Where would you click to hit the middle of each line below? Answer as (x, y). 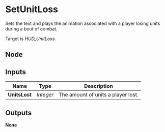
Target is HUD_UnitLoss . (31, 39)
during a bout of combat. (31, 28)
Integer (45, 95)
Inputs (16, 72)
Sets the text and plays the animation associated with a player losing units (83, 23)
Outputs (19, 113)
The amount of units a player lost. (98, 95)
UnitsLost (20, 95)
